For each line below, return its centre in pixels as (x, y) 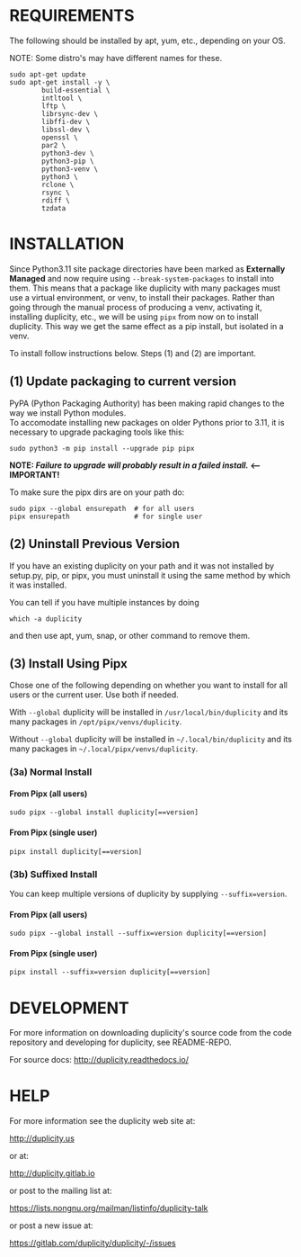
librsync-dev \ (70, 113)
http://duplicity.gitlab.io (53, 1173)
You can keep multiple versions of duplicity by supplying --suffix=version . (148, 893)
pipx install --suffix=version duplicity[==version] (110, 973)
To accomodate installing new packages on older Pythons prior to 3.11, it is (147, 422)
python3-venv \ (70, 169)
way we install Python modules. (68, 413)
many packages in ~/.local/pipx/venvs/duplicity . (104, 749)
